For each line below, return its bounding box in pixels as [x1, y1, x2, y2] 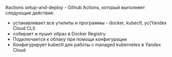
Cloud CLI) [12, 25, 36, 31]
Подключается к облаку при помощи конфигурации [12, 36, 127, 42]
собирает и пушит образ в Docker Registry [12, 31, 106, 36]
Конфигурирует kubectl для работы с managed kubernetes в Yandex [12, 42, 161, 48]
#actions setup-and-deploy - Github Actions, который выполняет [5, 5, 145, 10]
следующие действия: [5, 10, 54, 16]
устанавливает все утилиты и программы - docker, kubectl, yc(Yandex [12, 20, 167, 26]
